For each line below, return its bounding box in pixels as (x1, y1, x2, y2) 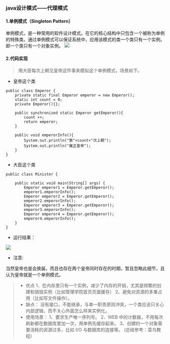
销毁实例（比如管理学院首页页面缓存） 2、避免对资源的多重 (34, 289, 158, 295)
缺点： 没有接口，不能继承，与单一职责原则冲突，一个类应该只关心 (25, 302, 164, 308)
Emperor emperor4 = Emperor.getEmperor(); (24, 211, 115, 217)
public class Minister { (6, 172, 58, 177)
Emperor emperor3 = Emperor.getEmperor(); (24, 203, 115, 208)
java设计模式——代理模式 (6, 4, 68, 11)
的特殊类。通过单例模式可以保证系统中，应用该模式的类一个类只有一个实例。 (6, 36, 165, 42)
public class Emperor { (6, 89, 56, 94)
